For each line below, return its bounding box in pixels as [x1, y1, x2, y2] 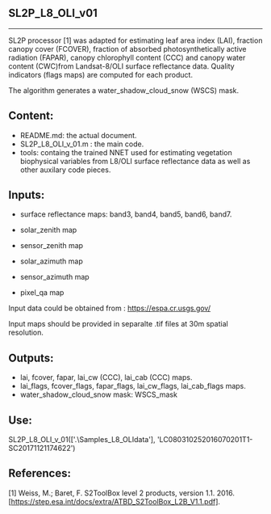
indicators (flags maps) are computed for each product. [8, 70, 194, 79]
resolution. [8, 327, 44, 338]
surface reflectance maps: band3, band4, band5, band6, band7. [19, 209, 232, 219]
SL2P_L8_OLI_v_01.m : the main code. [19, 139, 144, 149]
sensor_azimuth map [19, 272, 90, 282]
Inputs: [8, 188, 45, 202]
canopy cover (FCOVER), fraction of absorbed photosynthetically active [8, 44, 248, 53]
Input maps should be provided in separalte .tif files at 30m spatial [8, 319, 228, 329]
